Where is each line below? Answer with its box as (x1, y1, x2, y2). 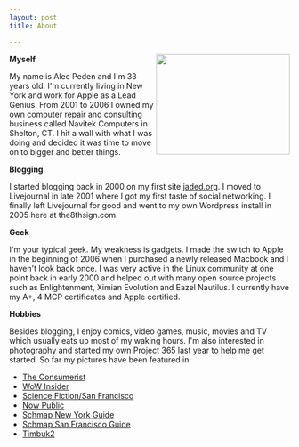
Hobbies (9, 308, 42, 319)
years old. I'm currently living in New (9, 80, 144, 91)
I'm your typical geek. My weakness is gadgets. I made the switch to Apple (9, 244, 284, 255)
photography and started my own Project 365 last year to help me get (9, 345, 265, 355)
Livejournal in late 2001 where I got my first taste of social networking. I (9, 191, 271, 201)
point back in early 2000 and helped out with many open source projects (9, 272, 277, 283)
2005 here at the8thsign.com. (9, 209, 118, 220)
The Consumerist (21, 371, 86, 382)
